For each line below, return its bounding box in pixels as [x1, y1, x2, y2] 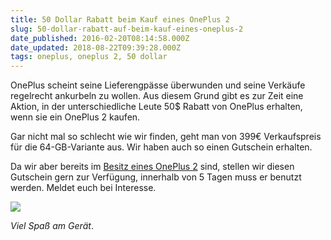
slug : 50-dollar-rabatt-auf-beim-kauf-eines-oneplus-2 [10, 24, 244, 34]
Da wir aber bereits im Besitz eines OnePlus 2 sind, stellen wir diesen [10, 161, 295, 173]
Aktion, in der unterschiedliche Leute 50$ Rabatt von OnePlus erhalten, [10, 101, 303, 113]
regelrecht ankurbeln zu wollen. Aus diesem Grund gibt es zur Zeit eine [10, 90, 304, 102]
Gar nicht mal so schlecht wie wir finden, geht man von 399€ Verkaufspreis [10, 131, 322, 143]
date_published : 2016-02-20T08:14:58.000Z [10, 33, 190, 43]
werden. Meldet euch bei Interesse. [10, 182, 157, 194]
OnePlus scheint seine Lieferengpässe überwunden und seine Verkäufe [10, 79, 306, 91]
